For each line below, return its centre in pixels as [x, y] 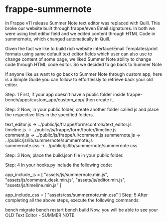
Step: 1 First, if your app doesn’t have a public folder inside [65, 94]
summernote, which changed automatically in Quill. [58, 39]
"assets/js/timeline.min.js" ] [33, 185]
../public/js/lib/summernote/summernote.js [49, 140]
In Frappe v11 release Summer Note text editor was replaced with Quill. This [83, 23]
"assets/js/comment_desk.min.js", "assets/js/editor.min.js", [65, 180]
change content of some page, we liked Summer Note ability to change [78, 59]
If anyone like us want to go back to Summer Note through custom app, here [84, 74]
